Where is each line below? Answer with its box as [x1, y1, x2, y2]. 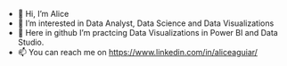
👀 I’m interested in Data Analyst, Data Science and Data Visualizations [17, 18, 275, 29]
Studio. [17, 37, 45, 47]
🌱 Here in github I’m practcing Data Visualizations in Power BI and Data [17, 28, 278, 37]
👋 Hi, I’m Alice [17, 9, 70, 19]
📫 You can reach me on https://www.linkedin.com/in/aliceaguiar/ [17, 47, 258, 57]
